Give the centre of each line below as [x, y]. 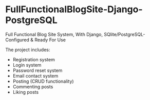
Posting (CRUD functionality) [43, 81]
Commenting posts [33, 86]
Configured [17, 40]
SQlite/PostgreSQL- [124, 34]
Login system [27, 65]
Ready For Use [50, 40]
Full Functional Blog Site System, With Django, [54, 34]
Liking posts [26, 92]
